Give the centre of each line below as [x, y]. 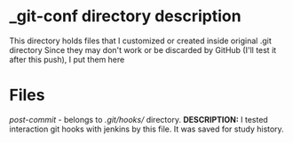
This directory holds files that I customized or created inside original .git [141, 41]
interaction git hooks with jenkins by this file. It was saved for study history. [146, 129]
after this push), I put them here [67, 59]
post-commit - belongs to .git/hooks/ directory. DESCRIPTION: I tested [139, 119]
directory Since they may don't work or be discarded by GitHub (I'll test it [143, 49]
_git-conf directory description [125, 16]
